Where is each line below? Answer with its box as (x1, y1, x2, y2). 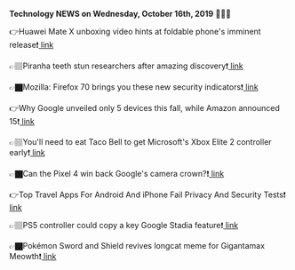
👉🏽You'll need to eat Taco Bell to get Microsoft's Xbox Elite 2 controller (9, 137, 273, 147)
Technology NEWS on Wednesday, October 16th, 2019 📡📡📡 (9, 9, 231, 19)
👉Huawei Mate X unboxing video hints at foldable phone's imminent (9, 27, 261, 36)
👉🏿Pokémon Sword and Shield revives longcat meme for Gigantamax (9, 241, 265, 250)
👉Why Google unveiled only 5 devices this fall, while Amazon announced (9, 103, 280, 113)
